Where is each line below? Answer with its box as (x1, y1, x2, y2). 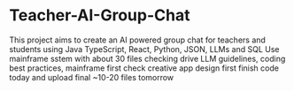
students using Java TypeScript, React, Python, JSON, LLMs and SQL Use (9, 43, 280, 54)
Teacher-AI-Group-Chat (9, 5, 190, 26)
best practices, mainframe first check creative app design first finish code (9, 63, 279, 73)
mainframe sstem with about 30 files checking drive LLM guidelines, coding (9, 53, 286, 64)
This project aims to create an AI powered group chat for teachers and (9, 34, 266, 45)
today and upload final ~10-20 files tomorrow (9, 72, 174, 82)
